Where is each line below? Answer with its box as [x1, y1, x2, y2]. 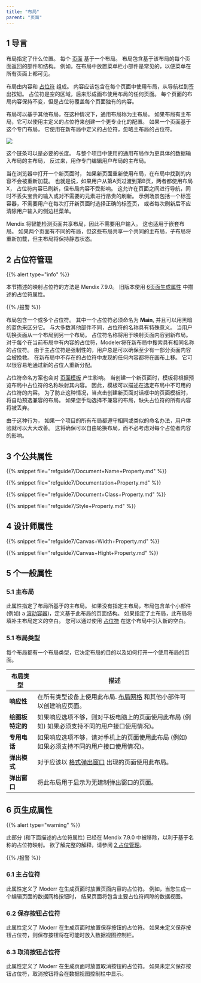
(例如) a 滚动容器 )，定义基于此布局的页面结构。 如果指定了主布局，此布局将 [6, 610, 193, 617]
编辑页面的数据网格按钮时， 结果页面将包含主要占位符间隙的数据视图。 [11, 892, 186, 900]
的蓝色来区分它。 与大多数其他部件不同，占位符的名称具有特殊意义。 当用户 [6, 324, 193, 331]
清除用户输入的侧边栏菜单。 [6, 208, 75, 215]
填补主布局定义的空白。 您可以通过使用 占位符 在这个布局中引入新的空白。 [6, 617, 189, 625]
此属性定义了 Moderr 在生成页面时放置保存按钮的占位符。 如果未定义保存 [6, 924, 187, 931]
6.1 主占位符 [6, 870, 41, 879]
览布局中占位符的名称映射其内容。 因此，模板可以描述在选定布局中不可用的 [6, 382, 191, 389]
